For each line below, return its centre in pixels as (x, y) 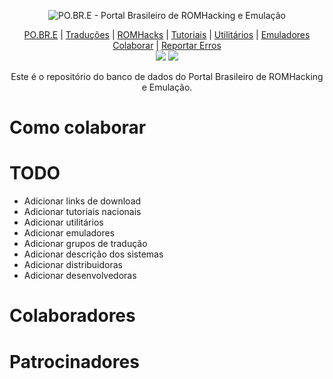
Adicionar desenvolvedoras (80, 276)
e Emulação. (167, 87)
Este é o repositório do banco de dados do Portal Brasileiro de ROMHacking (167, 76)
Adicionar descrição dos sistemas (93, 254)
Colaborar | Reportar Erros (167, 45)
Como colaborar (78, 127)
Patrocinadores (74, 361)
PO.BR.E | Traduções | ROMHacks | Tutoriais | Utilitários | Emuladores (167, 34)
